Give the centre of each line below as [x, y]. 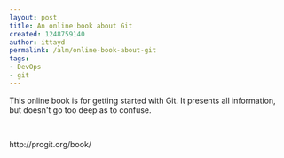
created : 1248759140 [47, 34]
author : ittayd [37, 42]
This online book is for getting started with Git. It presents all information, [143, 100]
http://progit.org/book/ [50, 144]
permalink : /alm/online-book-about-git [83, 51]
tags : [19, 59]
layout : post [33, 17]
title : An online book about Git [71, 26]
